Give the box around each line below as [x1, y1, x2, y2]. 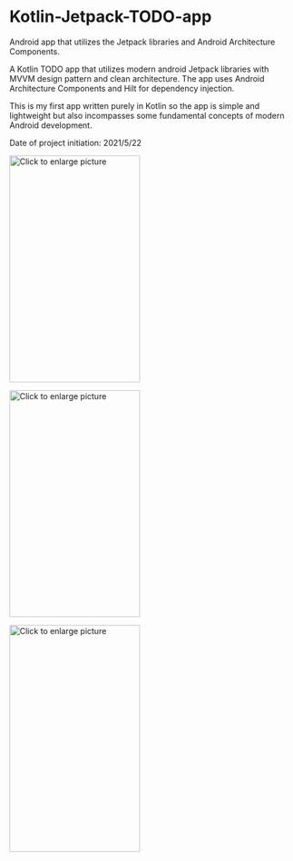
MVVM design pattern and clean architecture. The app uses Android [9, 73, 265, 83]
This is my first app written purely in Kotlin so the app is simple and [9, 100, 260, 111]
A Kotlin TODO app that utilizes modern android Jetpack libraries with [9, 64, 269, 74]
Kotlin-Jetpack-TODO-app [9, 6, 212, 27]
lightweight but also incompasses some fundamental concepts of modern [9, 110, 285, 121]
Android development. [9, 120, 93, 131]
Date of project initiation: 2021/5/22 [9, 137, 142, 148]
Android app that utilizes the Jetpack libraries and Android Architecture [9, 36, 276, 47]
